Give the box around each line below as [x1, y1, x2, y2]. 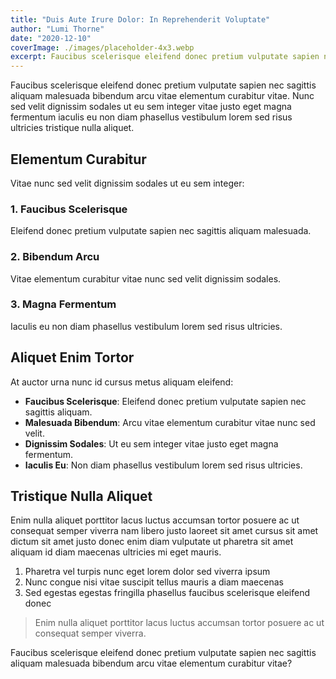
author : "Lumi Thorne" [10, 24, 105, 34]
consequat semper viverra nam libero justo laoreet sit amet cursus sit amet [10, 525, 319, 537]
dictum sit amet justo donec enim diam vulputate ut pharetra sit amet [10, 536, 294, 548]
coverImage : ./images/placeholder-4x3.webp [10, 42, 195, 53]
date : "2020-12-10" [10, 33, 92, 43]
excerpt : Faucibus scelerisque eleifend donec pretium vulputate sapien [10, 52, 320, 62]
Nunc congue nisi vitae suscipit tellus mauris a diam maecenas [24, 576, 284, 588]
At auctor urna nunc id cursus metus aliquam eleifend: [10, 376, 234, 388]
